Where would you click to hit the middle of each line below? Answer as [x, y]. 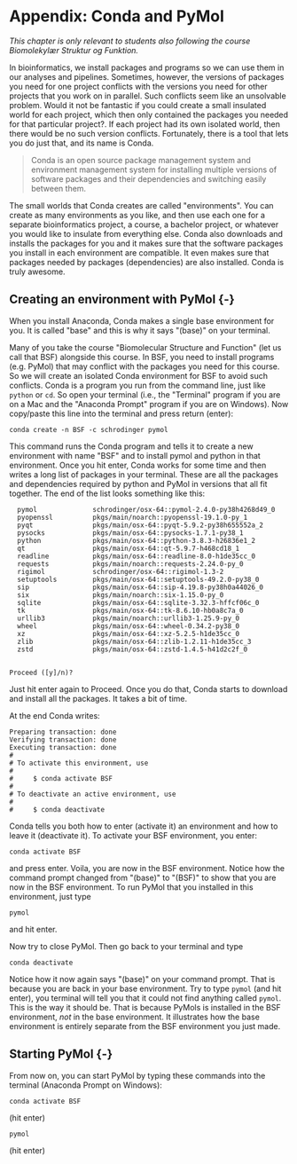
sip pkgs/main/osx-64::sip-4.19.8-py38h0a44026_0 [141, 587]
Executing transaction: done [63, 747]
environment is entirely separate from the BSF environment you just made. [145, 1026]
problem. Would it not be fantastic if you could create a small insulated [138, 105]
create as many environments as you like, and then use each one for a [137, 215]
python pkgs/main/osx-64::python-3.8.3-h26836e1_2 [136, 540]
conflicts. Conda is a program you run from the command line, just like [137, 385]
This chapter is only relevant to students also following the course [130, 41]
